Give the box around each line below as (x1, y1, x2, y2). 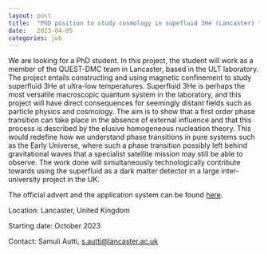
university (8, 175, 41, 185)
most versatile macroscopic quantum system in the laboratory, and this (8, 89, 242, 100)
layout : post (8, 11, 52, 20)
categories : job (8, 34, 62, 42)
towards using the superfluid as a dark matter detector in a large (8, 166, 220, 176)
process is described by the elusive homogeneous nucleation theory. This (8, 124, 251, 133)
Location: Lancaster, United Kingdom (8, 205, 130, 216)
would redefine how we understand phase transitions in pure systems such (8, 133, 255, 142)
